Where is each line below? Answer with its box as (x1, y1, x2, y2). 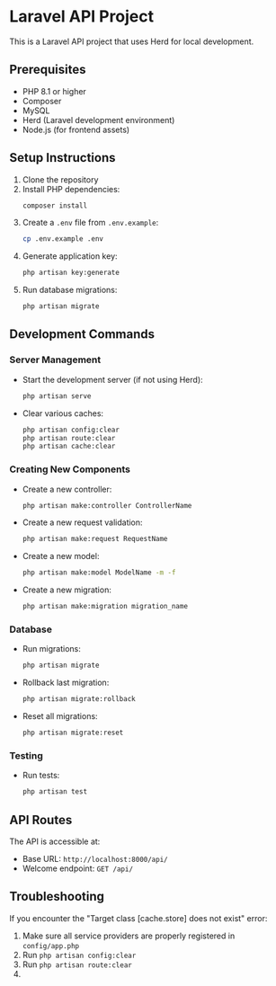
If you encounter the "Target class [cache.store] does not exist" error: (9, 912, 268, 923)
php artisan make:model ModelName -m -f (22, 568, 176, 577)
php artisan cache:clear (22, 442, 116, 451)
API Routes (9, 812, 73, 828)
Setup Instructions (9, 150, 116, 165)
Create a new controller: (22, 484, 112, 494)
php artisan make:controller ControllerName (22, 501, 192, 510)
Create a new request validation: (22, 517, 143, 528)
